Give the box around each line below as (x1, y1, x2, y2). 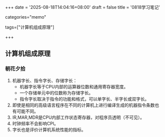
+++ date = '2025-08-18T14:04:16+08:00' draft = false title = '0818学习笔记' (5, 4, 161, 10)
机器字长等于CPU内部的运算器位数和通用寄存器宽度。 (19, 83, 129, 89)
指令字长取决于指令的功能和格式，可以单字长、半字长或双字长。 (19, 96, 149, 102)
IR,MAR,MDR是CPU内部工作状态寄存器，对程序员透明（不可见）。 (12, 114, 145, 120)
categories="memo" (5, 14, 47, 20)
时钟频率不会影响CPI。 (12, 120, 59, 126)
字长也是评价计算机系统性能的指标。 (12, 127, 86, 133)
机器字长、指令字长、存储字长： (12, 78, 77, 83)
